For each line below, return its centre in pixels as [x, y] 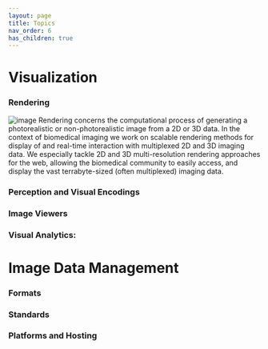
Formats [25, 293]
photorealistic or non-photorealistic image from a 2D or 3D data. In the [124, 128]
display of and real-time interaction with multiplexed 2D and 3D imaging [127, 146]
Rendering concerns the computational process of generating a [143, 120]
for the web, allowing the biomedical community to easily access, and [123, 162]
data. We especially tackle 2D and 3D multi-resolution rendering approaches [134, 154]
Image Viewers [38, 213]
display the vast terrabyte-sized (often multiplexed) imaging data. [116, 171]
